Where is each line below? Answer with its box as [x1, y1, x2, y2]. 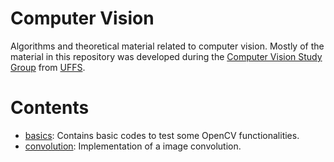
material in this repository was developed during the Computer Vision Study [10, 50, 323, 62]
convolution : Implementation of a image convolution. [24, 140, 242, 152]
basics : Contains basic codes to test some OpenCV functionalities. [24, 129, 300, 141]
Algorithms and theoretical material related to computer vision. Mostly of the [10, 40, 325, 52]
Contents [10, 97, 90, 119]
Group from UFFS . [10, 61, 86, 73]
